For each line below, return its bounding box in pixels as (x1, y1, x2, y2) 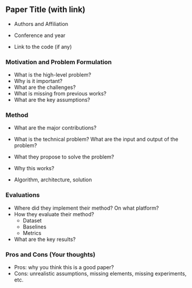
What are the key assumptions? (14, 97, 90, 104)
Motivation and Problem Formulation (5, 58, 112, 66)
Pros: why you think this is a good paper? (14, 264, 114, 270)
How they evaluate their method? (14, 210, 95, 217)
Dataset (22, 217, 42, 224)
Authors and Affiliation (14, 20, 69, 27)
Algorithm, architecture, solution (14, 176, 92, 183)
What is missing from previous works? (14, 90, 107, 97)
